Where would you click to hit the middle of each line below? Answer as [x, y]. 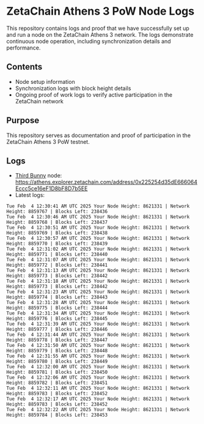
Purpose [23, 121]
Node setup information [45, 81]
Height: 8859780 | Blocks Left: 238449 [57, 362]
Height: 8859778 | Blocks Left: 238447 [57, 340]
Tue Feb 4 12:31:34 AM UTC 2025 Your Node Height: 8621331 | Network [98, 313]
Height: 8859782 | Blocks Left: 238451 [57, 383]
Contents [24, 67]
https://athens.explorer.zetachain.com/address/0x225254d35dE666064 [106, 182]
